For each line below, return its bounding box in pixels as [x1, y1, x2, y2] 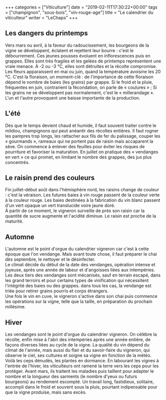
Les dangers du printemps [5, 29, 88, 38]
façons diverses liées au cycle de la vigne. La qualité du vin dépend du [5, 342, 150, 348]
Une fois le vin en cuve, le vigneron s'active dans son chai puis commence [5, 293, 158, 299]
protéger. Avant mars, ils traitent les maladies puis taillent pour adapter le [5, 368, 154, 374]
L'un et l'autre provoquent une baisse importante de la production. [5, 95, 140, 101]
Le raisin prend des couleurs [5, 173, 95, 182]
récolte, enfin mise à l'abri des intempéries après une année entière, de [5, 337, 151, 343]
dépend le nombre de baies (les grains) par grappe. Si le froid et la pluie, [5, 79, 154, 85]
